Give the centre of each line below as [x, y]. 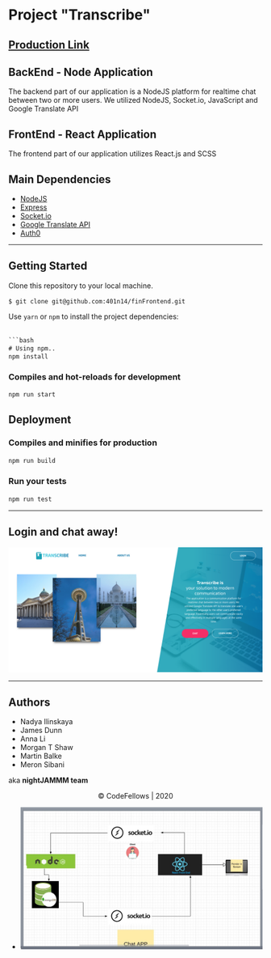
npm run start [32, 395]
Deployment [40, 420]
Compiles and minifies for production [83, 443]
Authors [29, 703]
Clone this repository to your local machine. [81, 286]
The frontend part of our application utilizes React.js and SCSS [113, 154]
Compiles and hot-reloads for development [95, 376]
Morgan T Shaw [47, 748]
